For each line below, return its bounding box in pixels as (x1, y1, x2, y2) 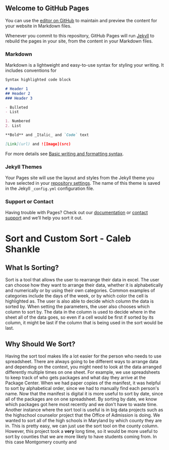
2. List (5, 123, 22, 128)
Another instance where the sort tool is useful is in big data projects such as (5, 407, 163, 413)
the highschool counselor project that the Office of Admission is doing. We (5, 412, 160, 418)
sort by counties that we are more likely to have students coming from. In (5, 434, 157, 440)
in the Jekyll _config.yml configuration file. (5, 185, 94, 191)
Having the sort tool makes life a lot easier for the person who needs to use (5, 353, 161, 359)
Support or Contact (5, 198, 54, 205)
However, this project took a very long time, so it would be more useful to (5, 428, 158, 434)
